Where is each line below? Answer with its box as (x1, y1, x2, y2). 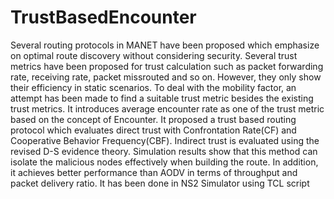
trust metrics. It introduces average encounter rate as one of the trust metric (10, 102, 325, 115)
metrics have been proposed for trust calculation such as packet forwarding (10, 60, 324, 72)
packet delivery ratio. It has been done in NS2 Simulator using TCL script (10, 177, 310, 189)
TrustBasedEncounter (10, 6, 197, 29)
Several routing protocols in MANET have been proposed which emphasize (10, 39, 320, 51)
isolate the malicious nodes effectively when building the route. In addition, (10, 156, 319, 168)
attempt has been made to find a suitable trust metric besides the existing (10, 92, 314, 104)
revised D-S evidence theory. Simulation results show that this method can (10, 145, 318, 157)
